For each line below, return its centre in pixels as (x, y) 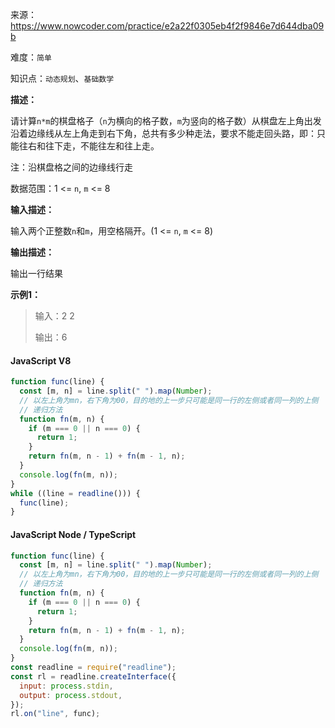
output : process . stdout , (71, 695)
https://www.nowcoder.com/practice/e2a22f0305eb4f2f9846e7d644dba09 (167, 26)
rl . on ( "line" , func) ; (55, 714)
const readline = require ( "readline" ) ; (93, 668)
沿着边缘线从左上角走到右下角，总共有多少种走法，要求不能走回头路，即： (163, 133)
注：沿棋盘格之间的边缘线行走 (71, 167)
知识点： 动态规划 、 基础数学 (62, 78)
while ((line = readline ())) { (75, 493)
